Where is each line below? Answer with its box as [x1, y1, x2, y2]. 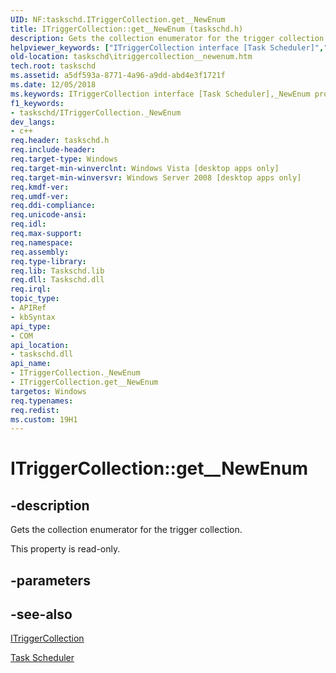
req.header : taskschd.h [10, 136, 110, 146]
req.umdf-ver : [10, 191, 70, 201]
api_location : [10, 340, 70, 350]
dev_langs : [10, 117, 56, 127]
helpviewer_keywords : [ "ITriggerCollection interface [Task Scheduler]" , [10, 42, 325, 53]
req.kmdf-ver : [10, 182, 70, 192]
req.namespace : [10, 237, 74, 248]
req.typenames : [10, 396, 74, 406]
